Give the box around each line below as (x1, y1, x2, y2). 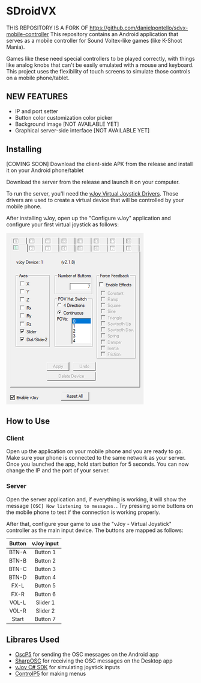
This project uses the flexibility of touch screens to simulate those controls (6, 67, 191, 75)
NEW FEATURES (6, 91, 68, 102)
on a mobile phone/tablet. (6, 74, 70, 81)
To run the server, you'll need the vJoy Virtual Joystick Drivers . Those (6, 190, 179, 197)
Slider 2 (35, 607, 55, 614)
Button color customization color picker (14, 114, 113, 121)
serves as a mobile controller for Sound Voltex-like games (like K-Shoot (6, 37, 182, 44)
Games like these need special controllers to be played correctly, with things (6, 55, 195, 62)
